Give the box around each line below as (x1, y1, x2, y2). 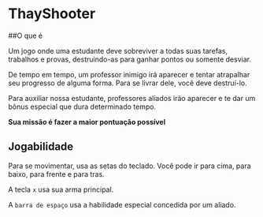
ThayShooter (8, 5, 96, 23)
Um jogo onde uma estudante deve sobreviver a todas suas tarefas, (8, 46, 228, 55)
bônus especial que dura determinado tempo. (8, 102, 156, 111)
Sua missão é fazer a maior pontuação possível (8, 117, 166, 126)
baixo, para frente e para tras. (8, 169, 105, 178)
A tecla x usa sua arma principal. (8, 185, 114, 194)
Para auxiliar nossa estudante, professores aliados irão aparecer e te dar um (8, 93, 256, 103)
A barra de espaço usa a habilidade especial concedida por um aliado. (8, 200, 236, 209)
